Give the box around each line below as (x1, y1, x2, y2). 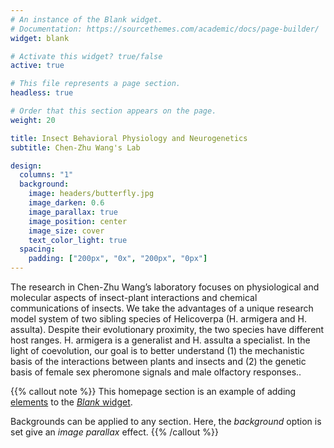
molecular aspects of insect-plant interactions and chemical (10, 292, 258, 303)
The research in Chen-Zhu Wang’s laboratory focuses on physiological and (10, 281, 320, 293)
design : (10, 161, 43, 171)
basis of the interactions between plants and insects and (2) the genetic (10, 356, 307, 367)
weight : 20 (10, 115, 56, 125)
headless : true (10, 88, 74, 98)
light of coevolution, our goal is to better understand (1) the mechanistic (10, 345, 305, 356)
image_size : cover (28, 226, 105, 236)
